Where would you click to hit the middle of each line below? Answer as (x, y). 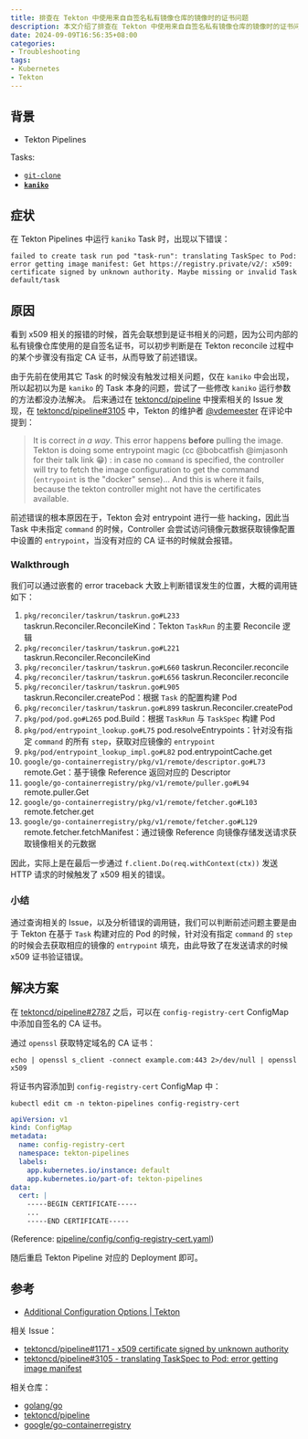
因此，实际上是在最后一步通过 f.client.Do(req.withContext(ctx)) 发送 (144, 863)
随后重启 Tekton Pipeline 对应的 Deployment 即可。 (107, 1257)
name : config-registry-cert (72, 1145)
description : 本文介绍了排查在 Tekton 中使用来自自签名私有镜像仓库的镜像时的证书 (152, 26)
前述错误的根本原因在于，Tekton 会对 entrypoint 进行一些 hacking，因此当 (150, 518)
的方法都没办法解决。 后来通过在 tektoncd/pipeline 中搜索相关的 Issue (142, 399)
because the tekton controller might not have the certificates (147, 489)
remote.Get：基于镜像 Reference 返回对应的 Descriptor (127, 772)
